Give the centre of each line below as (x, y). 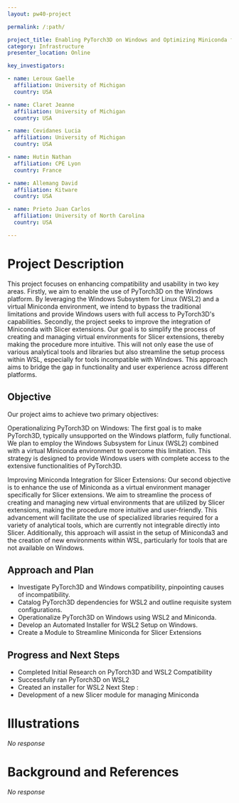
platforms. (22, 374)
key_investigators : (36, 66)
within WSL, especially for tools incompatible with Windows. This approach (117, 359)
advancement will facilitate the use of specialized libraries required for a (113, 517)
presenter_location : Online (49, 53)
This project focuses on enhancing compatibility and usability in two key (113, 284)
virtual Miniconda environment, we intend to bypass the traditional (104, 306)
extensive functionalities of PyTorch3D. (65, 466)
